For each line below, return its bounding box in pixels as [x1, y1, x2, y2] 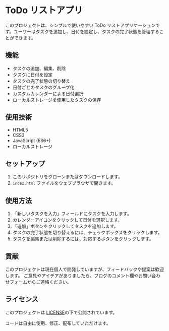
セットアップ [5, 159, 45, 168]
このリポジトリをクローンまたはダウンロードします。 [12, 174, 123, 180]
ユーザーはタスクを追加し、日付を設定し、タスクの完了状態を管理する [13, 28, 160, 34]
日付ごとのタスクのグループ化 [12, 84, 75, 90]
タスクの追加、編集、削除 [12, 65, 66, 71]
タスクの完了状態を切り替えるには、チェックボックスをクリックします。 [12, 230, 162, 236]
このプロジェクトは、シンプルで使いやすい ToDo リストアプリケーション [5, 22, 156, 28]
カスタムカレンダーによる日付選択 [12, 90, 84, 96]
